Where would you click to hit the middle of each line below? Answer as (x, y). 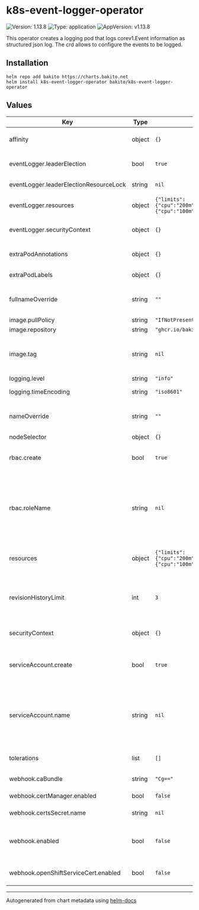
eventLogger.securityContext (50, 230)
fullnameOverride (33, 299)
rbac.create (25, 458)
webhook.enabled (34, 841)
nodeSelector (28, 437)
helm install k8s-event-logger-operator (57, 82)
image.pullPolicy (32, 320)
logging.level (27, 378)
